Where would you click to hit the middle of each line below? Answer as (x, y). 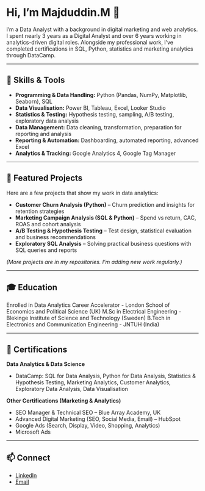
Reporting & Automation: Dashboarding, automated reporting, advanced (107, 140)
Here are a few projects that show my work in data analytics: (82, 193)
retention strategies (40, 211)
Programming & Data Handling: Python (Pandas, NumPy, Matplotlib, (101, 95)
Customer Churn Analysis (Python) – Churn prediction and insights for (105, 204)
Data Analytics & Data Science (46, 364)
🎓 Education (32, 287)
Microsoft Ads (33, 432)
